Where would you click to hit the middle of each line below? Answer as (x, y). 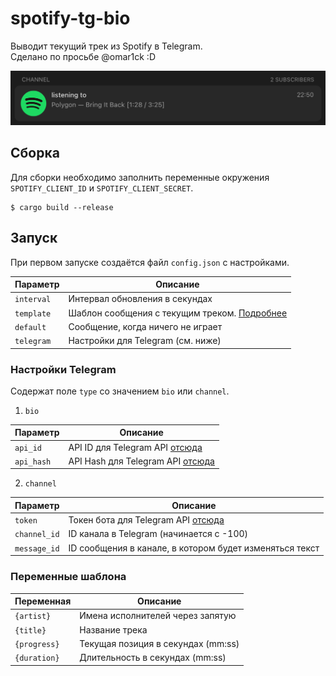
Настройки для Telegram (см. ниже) (145, 341)
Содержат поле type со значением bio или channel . (120, 391)
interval (33, 300)
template (33, 313)
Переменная (43, 601)
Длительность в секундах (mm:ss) (153, 658)
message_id (37, 548)
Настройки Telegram (63, 369)
